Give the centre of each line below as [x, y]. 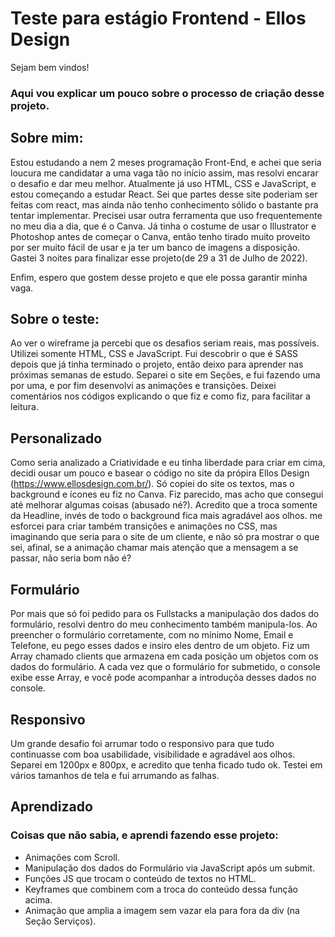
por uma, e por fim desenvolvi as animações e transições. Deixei [143, 386]
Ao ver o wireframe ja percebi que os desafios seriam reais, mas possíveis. [165, 343]
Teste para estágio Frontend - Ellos [158, 18]
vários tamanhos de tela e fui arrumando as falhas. [115, 775]
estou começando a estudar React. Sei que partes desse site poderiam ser [164, 194]
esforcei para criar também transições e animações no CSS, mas [144, 526]
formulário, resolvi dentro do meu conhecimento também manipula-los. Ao [164, 624]
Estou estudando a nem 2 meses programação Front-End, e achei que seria [166, 162]
